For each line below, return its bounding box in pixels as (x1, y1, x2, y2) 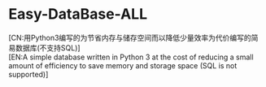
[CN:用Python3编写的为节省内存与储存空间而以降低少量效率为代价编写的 (8, 33, 252, 42)
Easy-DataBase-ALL (8, 5, 148, 24)
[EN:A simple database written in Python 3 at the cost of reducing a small (8, 52, 254, 62)
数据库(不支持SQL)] (15, 42, 81, 53)
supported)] (8, 69, 49, 79)
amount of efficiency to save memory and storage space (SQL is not (8, 60, 238, 70)
